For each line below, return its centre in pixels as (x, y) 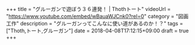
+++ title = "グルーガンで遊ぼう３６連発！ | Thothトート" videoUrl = (88, 9)
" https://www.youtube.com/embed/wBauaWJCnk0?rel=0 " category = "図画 (97, 16)
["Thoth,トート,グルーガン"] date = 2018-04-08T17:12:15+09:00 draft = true (97, 31)
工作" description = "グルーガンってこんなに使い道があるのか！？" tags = (95, 23)
